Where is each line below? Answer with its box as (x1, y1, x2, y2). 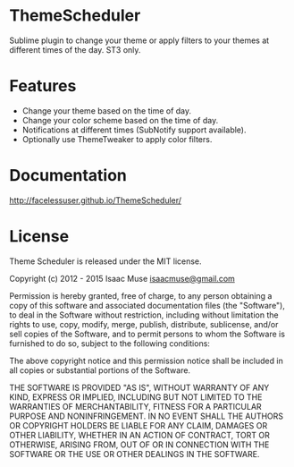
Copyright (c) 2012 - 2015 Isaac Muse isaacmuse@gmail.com (9, 273, 235, 284)
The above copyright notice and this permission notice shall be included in (9, 355, 283, 366)
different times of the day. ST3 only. (9, 44, 141, 55)
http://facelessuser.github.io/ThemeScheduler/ (9, 194, 181, 206)
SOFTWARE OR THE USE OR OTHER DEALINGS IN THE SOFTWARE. (9, 448, 260, 459)
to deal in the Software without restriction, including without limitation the (9, 310, 279, 320)
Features (9, 76, 77, 97)
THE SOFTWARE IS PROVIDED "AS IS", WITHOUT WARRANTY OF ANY (9, 382, 270, 393)
